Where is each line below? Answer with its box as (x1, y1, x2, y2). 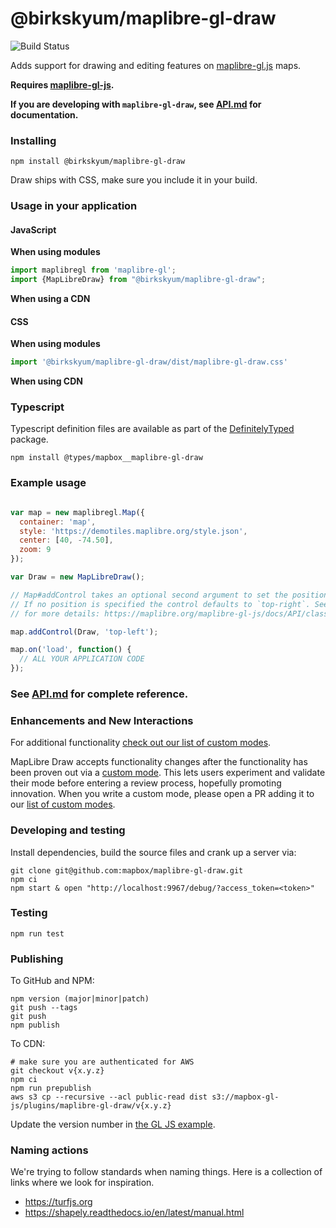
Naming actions (10, 1143, 89, 1157)
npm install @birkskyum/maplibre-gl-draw (10, 157, 186, 167)
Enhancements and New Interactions (10, 713, 194, 727)
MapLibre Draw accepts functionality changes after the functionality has (10, 756, 308, 768)
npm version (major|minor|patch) (10, 994, 150, 1004)
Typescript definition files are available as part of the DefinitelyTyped (10, 423, 295, 435)
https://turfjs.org (24, 1196, 93, 1208)
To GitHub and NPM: (10, 975, 95, 987)
